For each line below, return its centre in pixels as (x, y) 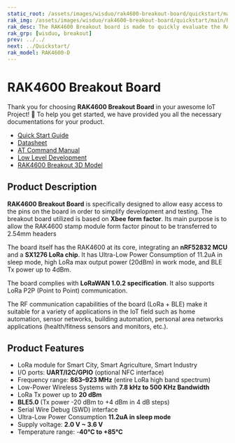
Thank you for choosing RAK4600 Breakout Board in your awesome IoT (112, 106)
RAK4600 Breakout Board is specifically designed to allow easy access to (115, 204)
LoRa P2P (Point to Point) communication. (67, 290)
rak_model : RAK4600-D (39, 53)
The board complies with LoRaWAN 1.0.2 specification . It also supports (111, 283)
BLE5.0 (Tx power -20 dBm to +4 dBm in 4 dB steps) (93, 402)
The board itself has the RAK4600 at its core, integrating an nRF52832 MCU (117, 247)
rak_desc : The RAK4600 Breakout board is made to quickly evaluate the (114, 27)
